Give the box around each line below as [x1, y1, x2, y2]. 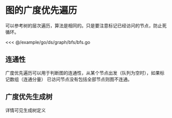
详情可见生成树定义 [5, 107, 46, 113]
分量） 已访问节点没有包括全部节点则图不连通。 [32, 76, 132, 82]
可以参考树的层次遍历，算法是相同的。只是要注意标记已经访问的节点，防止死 [5, 22, 167, 29]
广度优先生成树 [5, 92, 53, 101]
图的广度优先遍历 [5, 5, 78, 16]
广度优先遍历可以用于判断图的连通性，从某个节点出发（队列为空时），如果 [5, 69, 160, 76]
